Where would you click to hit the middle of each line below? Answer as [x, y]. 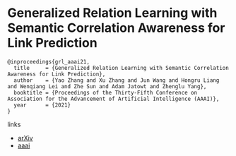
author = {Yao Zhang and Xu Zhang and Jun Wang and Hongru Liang [117, 80]
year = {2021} [42, 105]
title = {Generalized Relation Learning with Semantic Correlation [122, 68]
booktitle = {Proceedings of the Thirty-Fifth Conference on [106, 92]
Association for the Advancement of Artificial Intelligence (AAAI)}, [113, 99]
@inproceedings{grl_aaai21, [49, 61]
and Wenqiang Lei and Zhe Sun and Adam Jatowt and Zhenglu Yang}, [107, 86]
